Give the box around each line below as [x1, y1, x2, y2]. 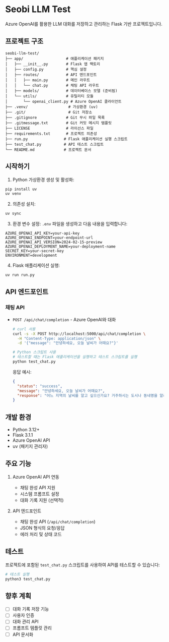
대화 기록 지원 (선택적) [20, 497, 64, 503]
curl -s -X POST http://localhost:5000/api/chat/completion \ [12, 331, 146, 336]
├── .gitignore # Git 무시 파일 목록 [5, 115, 105, 120]
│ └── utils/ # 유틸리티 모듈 [5, 93, 94, 99]
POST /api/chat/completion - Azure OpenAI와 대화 [12, 316, 116, 322]
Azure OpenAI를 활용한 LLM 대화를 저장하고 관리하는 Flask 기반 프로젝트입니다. [5, 21, 162, 27]
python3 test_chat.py [5, 576, 51, 581]
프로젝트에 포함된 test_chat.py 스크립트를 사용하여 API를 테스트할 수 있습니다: [5, 561, 160, 568]
